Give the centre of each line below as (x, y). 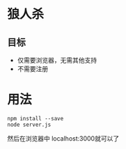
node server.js (29, 125)
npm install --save (36, 118)
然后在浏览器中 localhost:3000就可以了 (63, 138)
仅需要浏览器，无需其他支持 (57, 60)
